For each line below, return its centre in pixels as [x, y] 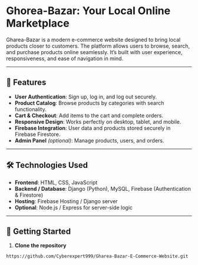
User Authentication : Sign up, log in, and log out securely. [86, 97]
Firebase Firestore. [37, 134]
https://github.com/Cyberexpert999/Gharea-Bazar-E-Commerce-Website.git [97, 256]
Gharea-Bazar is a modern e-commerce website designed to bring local [93, 39]
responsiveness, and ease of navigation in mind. [65, 58]
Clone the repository [40, 246]
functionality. [30, 109]
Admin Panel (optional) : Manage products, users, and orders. [89, 140]
